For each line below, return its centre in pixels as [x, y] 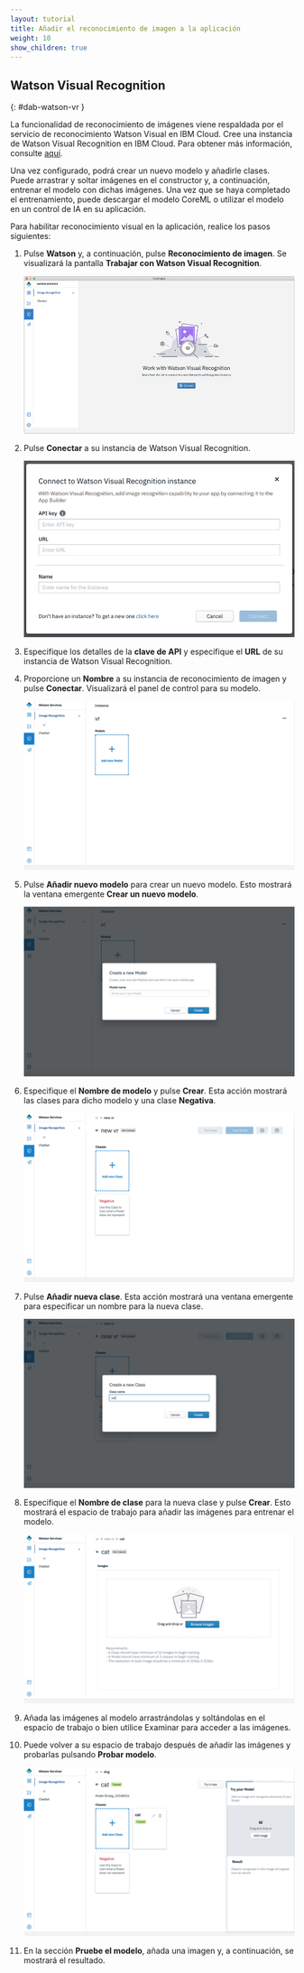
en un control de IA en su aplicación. [78, 209]
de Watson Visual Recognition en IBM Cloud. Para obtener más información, [151, 143]
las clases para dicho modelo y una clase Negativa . [120, 1100]
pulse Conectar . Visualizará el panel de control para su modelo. [142, 688]
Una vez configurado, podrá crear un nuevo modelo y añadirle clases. [140, 171]
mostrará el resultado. [64, 1960]
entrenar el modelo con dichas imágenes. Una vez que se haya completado [151, 190]
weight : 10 [31, 38]
